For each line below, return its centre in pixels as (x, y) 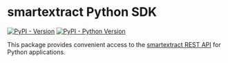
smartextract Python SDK (82, 12)
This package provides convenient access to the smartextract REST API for (114, 44)
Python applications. (36, 52)
